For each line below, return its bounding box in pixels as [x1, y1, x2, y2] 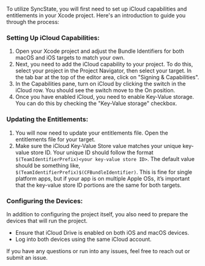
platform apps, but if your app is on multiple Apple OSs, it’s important [15, 174, 190, 182]
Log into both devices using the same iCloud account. [15, 235, 152, 243]
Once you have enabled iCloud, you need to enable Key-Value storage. [15, 93, 195, 101]
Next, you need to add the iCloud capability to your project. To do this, [15, 61, 193, 68]
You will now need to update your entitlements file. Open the [15, 129, 169, 136]
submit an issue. [6, 254, 48, 261]
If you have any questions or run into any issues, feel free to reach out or [6, 247, 190, 254]
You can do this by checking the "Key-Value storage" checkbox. [15, 100, 177, 107]
